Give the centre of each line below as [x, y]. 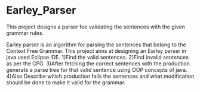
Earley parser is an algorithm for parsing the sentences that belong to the [96, 45]
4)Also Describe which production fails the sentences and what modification [100, 76]
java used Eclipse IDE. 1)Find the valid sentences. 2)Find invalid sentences [98, 57]
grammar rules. [25, 33]
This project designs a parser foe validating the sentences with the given [96, 27]
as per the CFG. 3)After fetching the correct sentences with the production [98, 64]
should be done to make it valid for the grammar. [66, 82]
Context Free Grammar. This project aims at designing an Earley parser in [96, 50]
